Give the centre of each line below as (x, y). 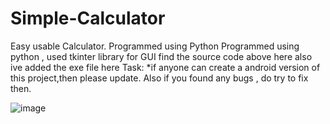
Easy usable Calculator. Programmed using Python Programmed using (155, 46)
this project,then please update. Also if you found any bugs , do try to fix (159, 78)
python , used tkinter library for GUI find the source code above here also (161, 56)
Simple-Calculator (88, 18)
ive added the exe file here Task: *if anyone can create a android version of (165, 67)
